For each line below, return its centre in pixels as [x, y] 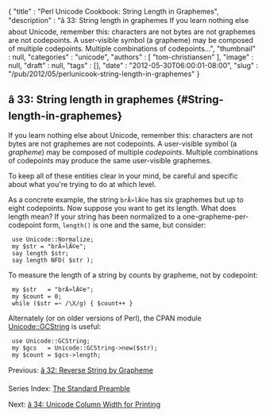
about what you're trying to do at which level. [82, 184]
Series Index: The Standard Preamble [69, 388]
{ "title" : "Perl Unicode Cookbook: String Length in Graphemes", [114, 11]
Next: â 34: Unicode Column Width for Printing [85, 404]
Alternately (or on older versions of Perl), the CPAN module [105, 318]
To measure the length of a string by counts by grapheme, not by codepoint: [133, 275]
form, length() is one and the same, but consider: [125, 224]
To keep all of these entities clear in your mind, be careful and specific [123, 176]
